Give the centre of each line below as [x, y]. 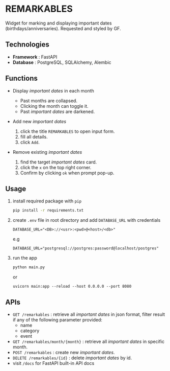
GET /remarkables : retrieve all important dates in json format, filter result [89, 314]
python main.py [29, 267]
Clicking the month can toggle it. [54, 106]
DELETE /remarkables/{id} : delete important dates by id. [72, 358]
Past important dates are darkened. [58, 111]
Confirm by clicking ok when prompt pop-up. [67, 173]
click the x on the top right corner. [56, 167]
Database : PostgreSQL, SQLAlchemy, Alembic [62, 62]
